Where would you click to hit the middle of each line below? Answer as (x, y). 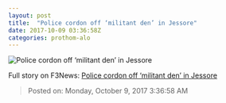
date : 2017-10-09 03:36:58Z (55, 30)
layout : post (30, 15)
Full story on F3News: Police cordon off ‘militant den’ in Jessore (113, 75)
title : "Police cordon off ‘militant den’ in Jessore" (103, 23)
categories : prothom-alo (49, 38)
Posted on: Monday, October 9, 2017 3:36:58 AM (108, 91)
